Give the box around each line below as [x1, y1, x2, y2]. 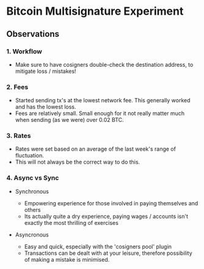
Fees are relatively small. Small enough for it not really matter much [15, 110, 185, 117]
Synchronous [15, 188, 49, 195]
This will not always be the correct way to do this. [15, 158, 140, 166]
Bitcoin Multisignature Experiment [6, 4, 184, 18]
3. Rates [6, 132, 31, 140]
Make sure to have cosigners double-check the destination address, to [15, 61, 194, 68]
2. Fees [6, 83, 29, 91]
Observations [6, 29, 60, 39]
